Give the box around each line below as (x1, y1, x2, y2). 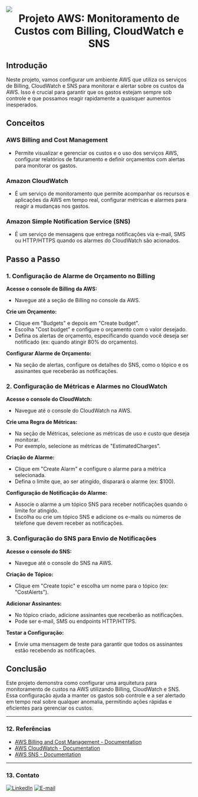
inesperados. (6, 101, 38, 108)
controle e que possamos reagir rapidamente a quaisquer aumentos (6, 95, 171, 102)
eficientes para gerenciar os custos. (6, 704, 94, 711)
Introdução (6, 60, 48, 70)
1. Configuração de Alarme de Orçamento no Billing (6, 272, 156, 280)
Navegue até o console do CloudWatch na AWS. (14, 407, 132, 414)
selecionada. (14, 472, 46, 479)
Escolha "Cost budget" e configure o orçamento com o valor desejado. (14, 325, 187, 333)
